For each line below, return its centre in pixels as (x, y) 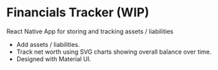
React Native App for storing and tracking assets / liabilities (90, 31)
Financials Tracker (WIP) (78, 13)
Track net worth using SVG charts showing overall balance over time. (114, 52)
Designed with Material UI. (54, 58)
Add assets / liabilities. (48, 44)
